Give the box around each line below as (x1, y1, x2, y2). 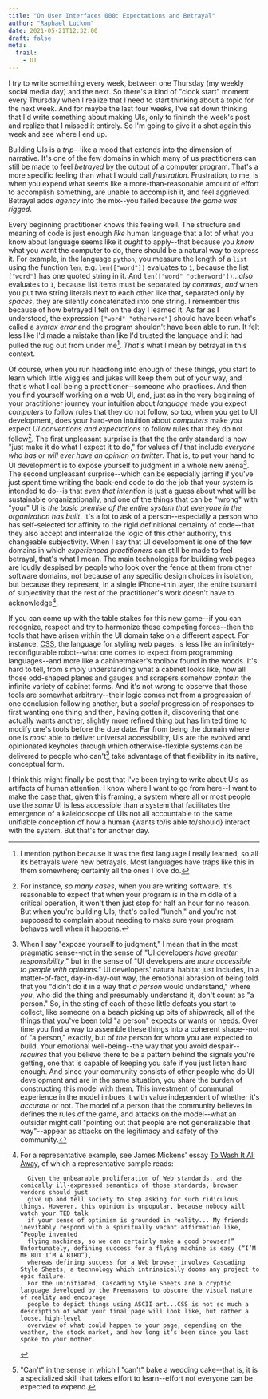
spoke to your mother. (19, 1336, 96, 1344)
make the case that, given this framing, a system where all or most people (8, 792, 251, 801)
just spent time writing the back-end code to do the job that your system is (8, 477, 254, 487)
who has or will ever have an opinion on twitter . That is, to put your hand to (8, 451, 255, 460)
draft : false (8, 34, 52, 42)
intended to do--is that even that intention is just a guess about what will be (8, 486, 257, 495)
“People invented (19, 1230, 78, 1239)
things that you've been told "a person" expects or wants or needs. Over (19, 1016, 259, 1025)
